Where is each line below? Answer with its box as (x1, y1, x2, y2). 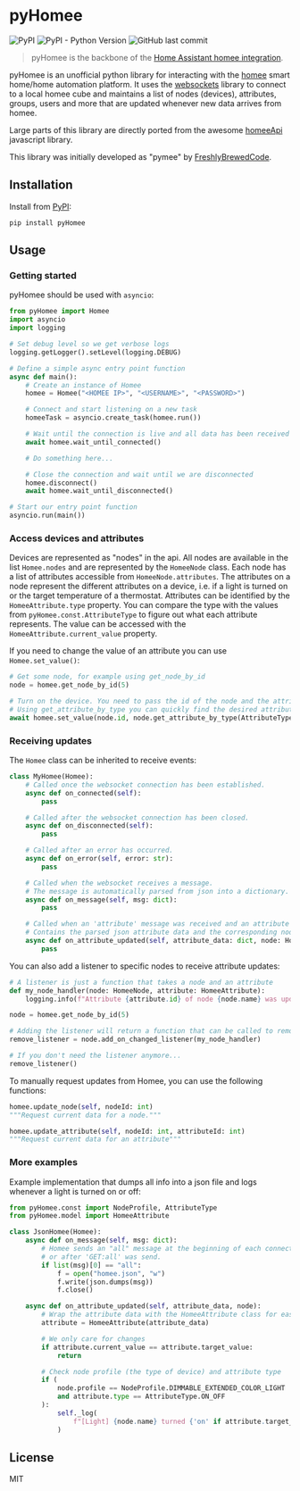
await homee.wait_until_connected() (25, 437, 162, 446)
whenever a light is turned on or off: (9, 1186, 141, 1196)
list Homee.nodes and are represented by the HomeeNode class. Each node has (9, 562, 287, 572)
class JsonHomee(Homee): (9, 1228, 102, 1237)
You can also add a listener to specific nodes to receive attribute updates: (9, 961, 280, 971)
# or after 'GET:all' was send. (41, 1252, 162, 1262)
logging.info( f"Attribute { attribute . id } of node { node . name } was (25, 995, 278, 1004)
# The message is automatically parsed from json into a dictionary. (25, 887, 290, 895)
